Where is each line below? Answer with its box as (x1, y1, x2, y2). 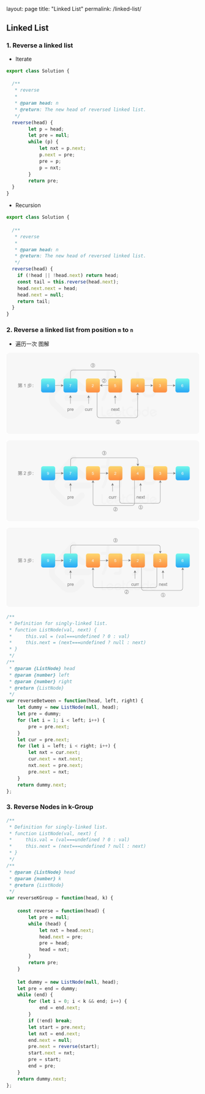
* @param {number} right (9, 678, 72, 685)
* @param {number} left (9, 672, 70, 678)
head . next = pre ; (39, 934, 84, 940)
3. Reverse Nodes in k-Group (6, 802, 94, 811)
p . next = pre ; (39, 152, 75, 158)
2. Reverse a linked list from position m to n (6, 326, 133, 334)
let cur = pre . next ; (17, 736, 70, 743)
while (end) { (17, 992, 53, 998)
